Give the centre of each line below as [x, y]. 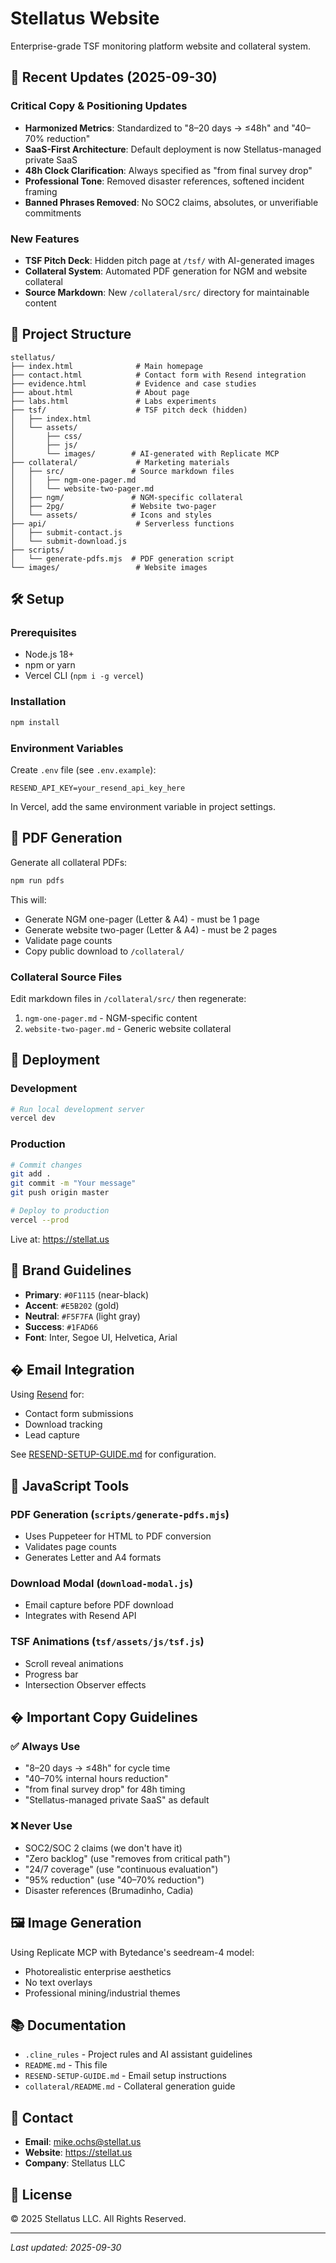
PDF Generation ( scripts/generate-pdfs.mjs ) [120, 1514]
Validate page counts [68, 940]
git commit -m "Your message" [73, 1183]
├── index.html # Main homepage [106, 366]
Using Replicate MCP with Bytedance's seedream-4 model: [132, 1952]
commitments [53, 213]
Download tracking [63, 1424]
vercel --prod [40, 1220]
